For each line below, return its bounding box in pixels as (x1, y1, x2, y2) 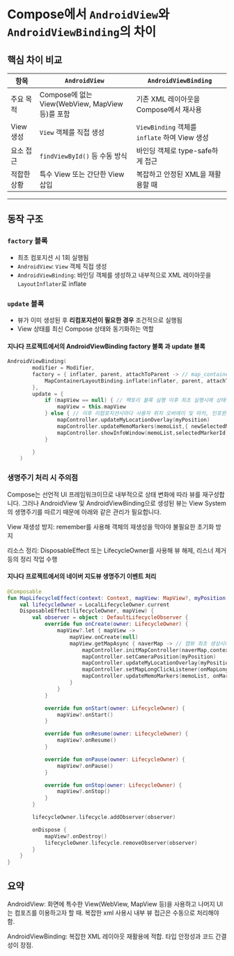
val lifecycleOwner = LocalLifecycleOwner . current (19, 601, 170, 608)
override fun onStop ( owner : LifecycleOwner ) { (44, 781, 182, 789)
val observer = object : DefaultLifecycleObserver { (32, 614, 189, 621)
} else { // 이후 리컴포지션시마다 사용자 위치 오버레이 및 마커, (44, 410, 209, 417)
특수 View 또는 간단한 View (39, 169, 125, 179)
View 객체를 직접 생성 (39, 127, 104, 137)
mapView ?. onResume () (56, 737, 117, 744)
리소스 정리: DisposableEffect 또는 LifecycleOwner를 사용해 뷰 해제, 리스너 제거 (7, 546, 226, 555)
